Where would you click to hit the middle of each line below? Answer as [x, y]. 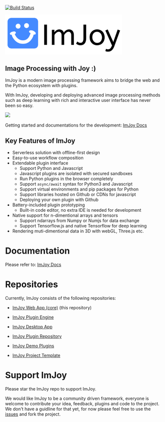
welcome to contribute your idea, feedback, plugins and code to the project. [82, 404]
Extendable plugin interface [40, 163]
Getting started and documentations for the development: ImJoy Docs [76, 125]
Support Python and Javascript [51, 168]
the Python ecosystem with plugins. [41, 86]
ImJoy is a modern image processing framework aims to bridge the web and [82, 80]
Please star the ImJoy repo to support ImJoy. [51, 389]
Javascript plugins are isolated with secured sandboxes [76, 174]
